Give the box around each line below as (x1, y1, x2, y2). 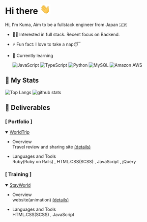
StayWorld (9, 182, 31, 188)
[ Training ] (5, 171, 32, 178)
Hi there (5, 5, 38, 17)
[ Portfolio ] (5, 118, 33, 125)
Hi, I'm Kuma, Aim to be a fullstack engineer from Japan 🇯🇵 (5, 22, 127, 27)
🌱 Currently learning (12, 52, 53, 58)
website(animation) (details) (12, 197, 69, 202)
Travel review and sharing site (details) (12, 144, 91, 150)
